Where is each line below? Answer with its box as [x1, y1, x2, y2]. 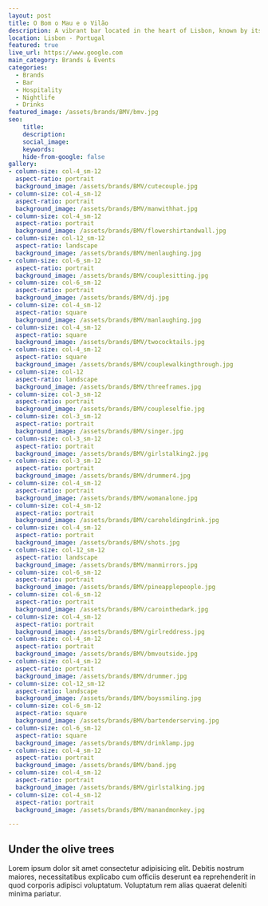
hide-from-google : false [22, 152, 105, 160]
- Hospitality [15, 85, 62, 94]
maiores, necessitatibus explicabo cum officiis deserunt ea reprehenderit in [8, 872, 256, 882]
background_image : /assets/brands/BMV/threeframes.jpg [15, 382, 202, 391]
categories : [8, 64, 48, 72]
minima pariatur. [8, 889, 61, 899]
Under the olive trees [8, 842, 115, 856]
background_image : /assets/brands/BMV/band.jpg [15, 762, 177, 770]
